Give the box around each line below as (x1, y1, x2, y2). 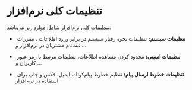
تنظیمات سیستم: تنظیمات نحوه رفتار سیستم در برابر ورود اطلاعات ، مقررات (17, 35, 186, 42)
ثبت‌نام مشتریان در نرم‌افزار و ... (15, 41, 87, 49)
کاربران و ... (15, 59, 42, 66)
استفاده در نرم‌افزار (15, 77, 59, 84)
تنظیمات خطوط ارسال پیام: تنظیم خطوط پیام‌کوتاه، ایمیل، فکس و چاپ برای (17, 70, 184, 78)
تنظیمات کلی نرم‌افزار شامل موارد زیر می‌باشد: (7, 24, 111, 31)
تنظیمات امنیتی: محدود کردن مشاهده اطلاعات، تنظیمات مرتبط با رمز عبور (17, 53, 181, 60)
